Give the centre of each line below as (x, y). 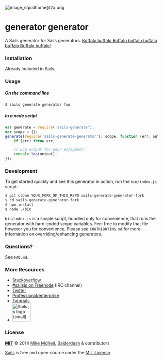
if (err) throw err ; (34, 141)
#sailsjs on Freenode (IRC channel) (47, 285)
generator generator (47, 27)
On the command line (27, 93)
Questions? (19, 246)
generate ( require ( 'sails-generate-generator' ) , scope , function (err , (78, 136)
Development (21, 171)
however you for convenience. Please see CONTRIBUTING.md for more (73, 229)
